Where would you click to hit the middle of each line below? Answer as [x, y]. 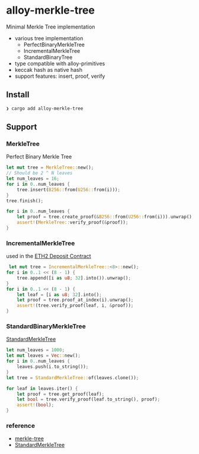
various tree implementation [49, 38]
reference [21, 426]
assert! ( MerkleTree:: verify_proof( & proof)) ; [73, 223]
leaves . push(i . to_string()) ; [53, 367]
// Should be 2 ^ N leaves [39, 173]
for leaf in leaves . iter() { [42, 388]
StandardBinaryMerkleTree [46, 326]
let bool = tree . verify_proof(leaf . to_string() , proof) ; [89, 399]
